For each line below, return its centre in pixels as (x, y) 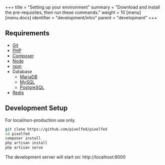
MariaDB (29, 77)
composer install (23, 138)
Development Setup (36, 108)
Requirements (27, 33)
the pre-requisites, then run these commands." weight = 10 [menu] (73, 12)
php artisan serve (24, 148)
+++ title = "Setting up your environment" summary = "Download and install (82, 7)
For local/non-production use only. (40, 120)
